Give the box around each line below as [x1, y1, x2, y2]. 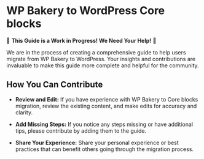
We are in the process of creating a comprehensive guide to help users [6, 48, 186, 56]
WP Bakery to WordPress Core [6, 4, 165, 18]
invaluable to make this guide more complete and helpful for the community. [6, 62, 199, 69]
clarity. [15, 108, 33, 116]
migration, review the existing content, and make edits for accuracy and [15, 102, 197, 109]
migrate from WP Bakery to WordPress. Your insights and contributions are [6, 55, 195, 62]
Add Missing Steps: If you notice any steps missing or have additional [15, 120, 194, 128]
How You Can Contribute [6, 79, 103, 90]
